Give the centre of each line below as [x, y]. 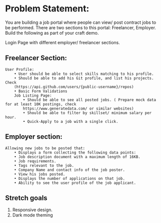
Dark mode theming [32, 215]
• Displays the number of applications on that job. [70, 178]
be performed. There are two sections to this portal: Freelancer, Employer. [80, 27]
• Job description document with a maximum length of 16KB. [77, 157]
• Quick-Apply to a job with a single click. [71, 121]
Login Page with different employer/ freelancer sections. [63, 42]
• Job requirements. [35, 161]
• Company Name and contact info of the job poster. [70, 170]
